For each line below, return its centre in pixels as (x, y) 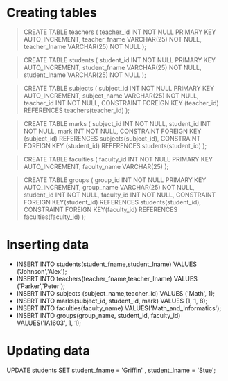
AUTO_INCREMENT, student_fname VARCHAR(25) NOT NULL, (112, 67)
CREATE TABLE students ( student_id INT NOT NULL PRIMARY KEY (120, 60)
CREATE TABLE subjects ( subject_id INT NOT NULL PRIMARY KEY (119, 88)
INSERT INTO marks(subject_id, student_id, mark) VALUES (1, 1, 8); (112, 301)
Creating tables (52, 13)
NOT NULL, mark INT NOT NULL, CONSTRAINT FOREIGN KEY (112, 131)
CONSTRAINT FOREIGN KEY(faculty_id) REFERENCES (100, 209)
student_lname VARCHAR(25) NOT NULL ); (85, 75)
